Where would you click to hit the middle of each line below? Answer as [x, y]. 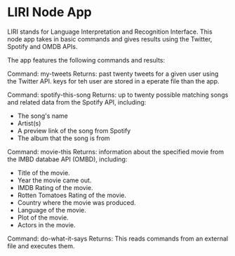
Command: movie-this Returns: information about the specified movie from [116, 151]
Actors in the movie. [46, 224]
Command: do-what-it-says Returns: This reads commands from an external [118, 238]
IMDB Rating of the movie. [55, 187]
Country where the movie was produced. [76, 202]
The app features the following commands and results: [86, 60]
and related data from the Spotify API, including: [77, 102]
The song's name [42, 116]
